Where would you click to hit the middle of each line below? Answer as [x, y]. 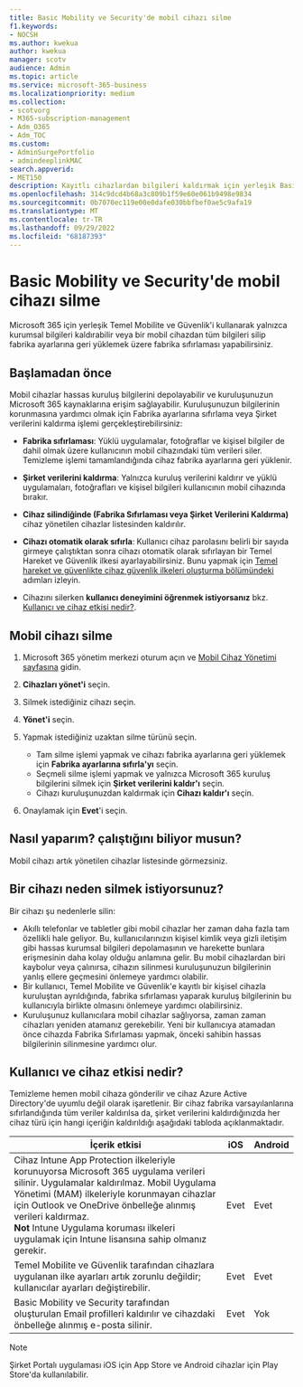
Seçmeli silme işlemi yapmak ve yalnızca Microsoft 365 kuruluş [153, 773]
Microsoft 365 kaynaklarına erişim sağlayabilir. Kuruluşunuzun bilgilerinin [145, 404]
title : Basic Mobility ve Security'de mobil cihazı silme [120, 18]
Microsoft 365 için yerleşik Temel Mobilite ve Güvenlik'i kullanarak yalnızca [148, 326]
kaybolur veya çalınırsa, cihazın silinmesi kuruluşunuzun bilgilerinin [147, 967]
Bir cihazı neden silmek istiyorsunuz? [116, 889]
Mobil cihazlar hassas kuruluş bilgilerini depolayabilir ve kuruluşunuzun [141, 395]
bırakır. [35, 497]
